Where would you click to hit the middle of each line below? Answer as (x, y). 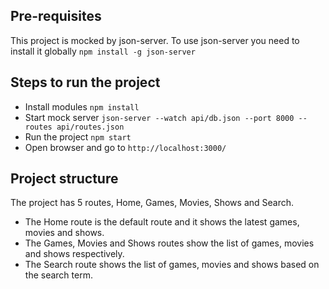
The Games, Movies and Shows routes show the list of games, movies (169, 243)
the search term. (58, 275)
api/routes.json (90, 127)
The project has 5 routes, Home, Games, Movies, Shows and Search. (152, 203)
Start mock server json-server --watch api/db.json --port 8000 (159, 117)
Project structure (64, 179)
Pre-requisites (56, 16)
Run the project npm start (78, 136)
